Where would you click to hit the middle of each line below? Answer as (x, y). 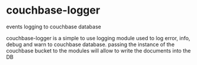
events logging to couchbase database (54, 27)
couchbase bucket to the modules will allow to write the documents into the (99, 50)
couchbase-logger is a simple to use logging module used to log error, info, (98, 38)
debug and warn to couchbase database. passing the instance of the (90, 44)
